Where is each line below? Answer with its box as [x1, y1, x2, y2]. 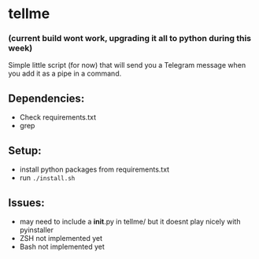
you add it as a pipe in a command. [8, 68, 122, 79]
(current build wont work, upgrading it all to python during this [8, 33, 252, 44]
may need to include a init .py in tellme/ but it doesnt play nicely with [19, 216, 241, 226]
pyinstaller [19, 225, 54, 235]
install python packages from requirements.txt [19, 165, 170, 174]
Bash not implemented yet [19, 242, 105, 251]
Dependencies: [8, 91, 85, 105]
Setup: [8, 143, 42, 157]
